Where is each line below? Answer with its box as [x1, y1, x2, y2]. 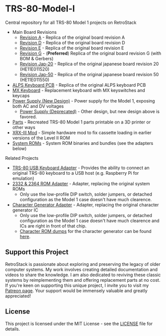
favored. [19, 113, 37, 119]
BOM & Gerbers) [19, 55, 54, 61]
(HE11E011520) [19, 66, 50, 72]
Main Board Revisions [12, 29, 57, 35]
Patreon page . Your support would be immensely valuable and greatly [5, 287, 148, 294]
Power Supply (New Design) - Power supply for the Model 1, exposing [12, 98, 155, 104]
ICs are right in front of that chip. [19, 223, 87, 229]
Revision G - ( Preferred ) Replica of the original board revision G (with [19, 50, 162, 56]
